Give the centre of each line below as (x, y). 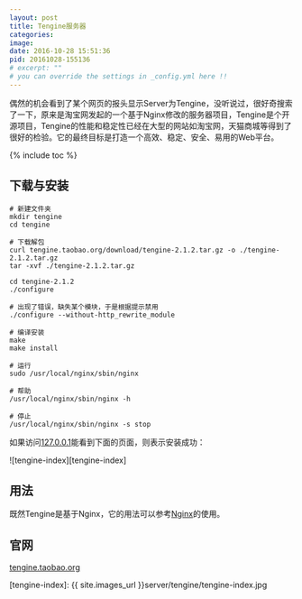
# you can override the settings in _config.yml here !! (119, 77)
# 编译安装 (27, 332)
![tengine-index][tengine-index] (68, 460)
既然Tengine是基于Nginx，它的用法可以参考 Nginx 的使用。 (117, 514)
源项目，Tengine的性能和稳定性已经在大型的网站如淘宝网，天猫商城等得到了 (151, 125)
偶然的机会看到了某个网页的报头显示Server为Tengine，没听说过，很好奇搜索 (151, 103)
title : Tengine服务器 (48, 26)
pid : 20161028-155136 (50, 60)
